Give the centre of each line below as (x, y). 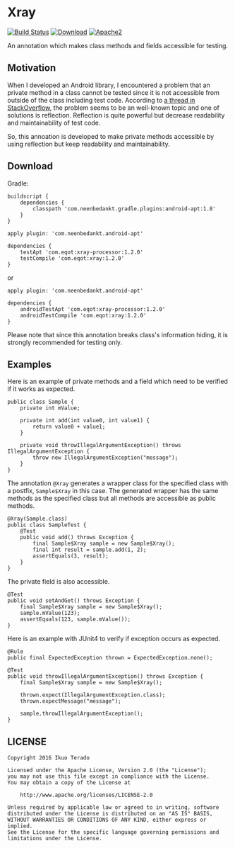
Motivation (32, 68)
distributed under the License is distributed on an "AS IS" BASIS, (110, 814)
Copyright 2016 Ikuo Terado (49, 758)
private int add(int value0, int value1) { (85, 421)
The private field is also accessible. (59, 582)
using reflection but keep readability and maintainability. (89, 144)
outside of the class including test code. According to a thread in (101, 100)
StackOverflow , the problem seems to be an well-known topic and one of (114, 108)
